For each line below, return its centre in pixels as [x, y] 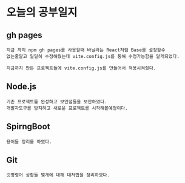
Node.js [22, 87]
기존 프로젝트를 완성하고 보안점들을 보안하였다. [57, 101]
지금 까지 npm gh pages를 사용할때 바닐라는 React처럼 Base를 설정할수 [86, 50]
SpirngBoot [28, 127]
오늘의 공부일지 [42, 12]
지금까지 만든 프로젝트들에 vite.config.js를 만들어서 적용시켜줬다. [81, 68]
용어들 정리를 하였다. [29, 142]
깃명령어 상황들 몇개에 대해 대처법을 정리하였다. [58, 175]
